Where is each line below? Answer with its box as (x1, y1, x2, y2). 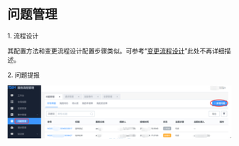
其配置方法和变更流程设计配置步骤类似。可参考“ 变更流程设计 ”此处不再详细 (7, 46, 225, 55)
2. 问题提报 (7, 71, 41, 79)
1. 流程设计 (7, 31, 39, 40)
